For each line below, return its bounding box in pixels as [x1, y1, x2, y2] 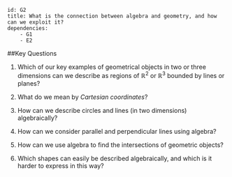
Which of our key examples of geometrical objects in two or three [17, 63, 206, 71]
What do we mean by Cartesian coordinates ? [17, 93, 148, 101]
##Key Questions [7, 49, 57, 57]
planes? [17, 79, 41, 87]
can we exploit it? [7, 19, 64, 26]
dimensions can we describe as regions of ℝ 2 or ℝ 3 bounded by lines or [17, 70, 225, 79]
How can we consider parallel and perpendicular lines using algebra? [17, 127, 217, 135]
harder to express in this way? [17, 161, 104, 170]
